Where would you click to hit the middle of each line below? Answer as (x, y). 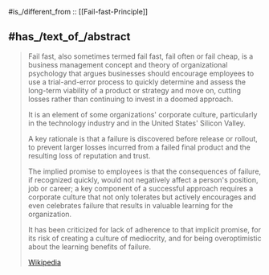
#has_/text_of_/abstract (69, 37)
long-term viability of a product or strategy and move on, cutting (134, 90)
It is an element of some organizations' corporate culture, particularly (143, 114)
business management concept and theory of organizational (128, 64)
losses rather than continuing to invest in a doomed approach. (130, 99)
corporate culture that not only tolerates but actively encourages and (142, 197)
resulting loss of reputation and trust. (89, 155)
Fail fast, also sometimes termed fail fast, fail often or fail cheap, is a (141, 56)
